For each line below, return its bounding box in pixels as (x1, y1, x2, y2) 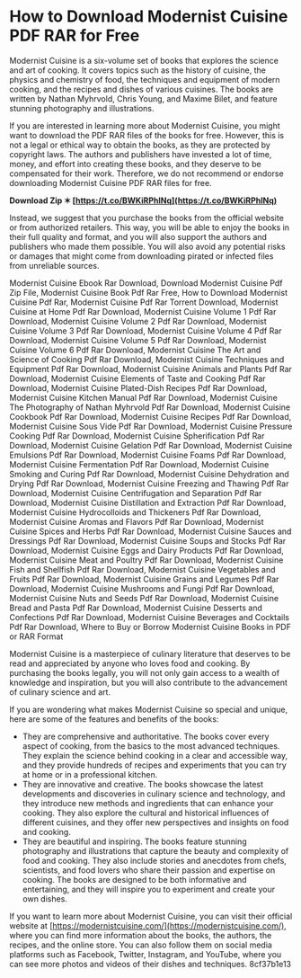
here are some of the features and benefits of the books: (9, 713, 219, 725)
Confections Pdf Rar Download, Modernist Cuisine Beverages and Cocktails (9, 611, 290, 622)
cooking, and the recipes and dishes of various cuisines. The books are (9, 84, 274, 94)
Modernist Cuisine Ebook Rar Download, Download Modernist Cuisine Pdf (9, 277, 283, 289)
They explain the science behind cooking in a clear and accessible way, (22, 750, 288, 760)
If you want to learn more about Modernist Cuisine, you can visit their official (9, 911, 293, 921)
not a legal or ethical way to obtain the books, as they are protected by (9, 139, 271, 150)
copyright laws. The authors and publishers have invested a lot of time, (9, 148, 272, 159)
